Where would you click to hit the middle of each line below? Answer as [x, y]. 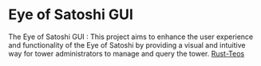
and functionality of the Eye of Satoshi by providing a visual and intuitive [127, 45]
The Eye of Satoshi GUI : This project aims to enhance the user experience [131, 37]
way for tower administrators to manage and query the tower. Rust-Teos [127, 53]
